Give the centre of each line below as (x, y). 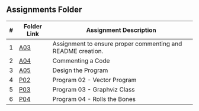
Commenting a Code (81, 60)
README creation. (78, 51)
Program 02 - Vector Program (94, 80)
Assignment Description (121, 30)
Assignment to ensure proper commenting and (117, 44)
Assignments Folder (44, 10)
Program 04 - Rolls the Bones (94, 99)
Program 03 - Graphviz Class (94, 89)
